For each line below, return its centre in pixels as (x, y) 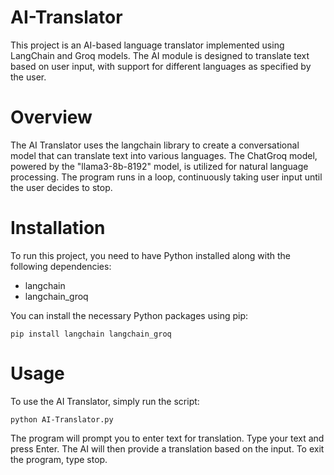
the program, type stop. (59, 459)
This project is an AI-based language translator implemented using (147, 45)
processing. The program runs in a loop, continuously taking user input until (166, 177)
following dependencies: (61, 266)
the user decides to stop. (61, 187)
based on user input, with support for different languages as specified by (161, 66)
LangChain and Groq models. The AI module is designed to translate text (160, 55)
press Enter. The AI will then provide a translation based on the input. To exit (167, 448)
